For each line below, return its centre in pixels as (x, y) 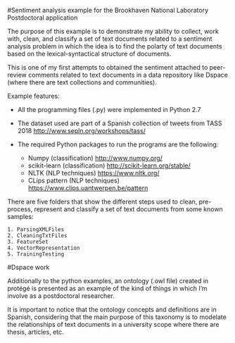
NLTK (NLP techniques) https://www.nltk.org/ (94, 173)
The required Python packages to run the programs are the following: (118, 144)
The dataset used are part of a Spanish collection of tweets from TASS (120, 123)
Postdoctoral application (43, 18)
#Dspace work (28, 267)
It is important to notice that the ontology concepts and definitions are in (112, 310)
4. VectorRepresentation (44, 248)
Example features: (33, 96)
